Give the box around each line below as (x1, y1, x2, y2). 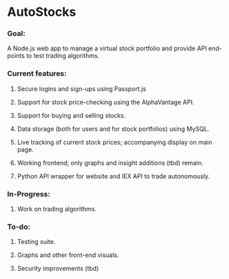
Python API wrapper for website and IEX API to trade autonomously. (17, 172, 210, 180)
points (7, 52, 26, 60)
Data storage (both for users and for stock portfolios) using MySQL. (17, 125, 210, 133)
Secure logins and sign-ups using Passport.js (17, 84, 146, 93)
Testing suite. (17, 238, 56, 246)
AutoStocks (7, 4, 77, 20)
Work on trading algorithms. (17, 205, 97, 214)
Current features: (7, 69, 67, 79)
